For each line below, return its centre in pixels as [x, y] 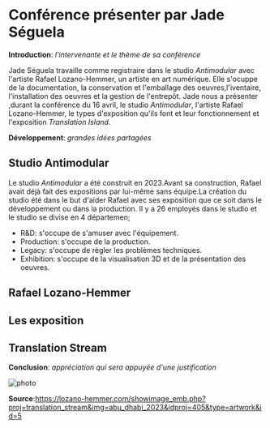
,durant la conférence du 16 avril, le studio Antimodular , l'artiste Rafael [126, 105]
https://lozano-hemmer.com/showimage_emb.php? [121, 399]
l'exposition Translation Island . [60, 122]
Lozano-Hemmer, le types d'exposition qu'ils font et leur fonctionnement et [134, 113]
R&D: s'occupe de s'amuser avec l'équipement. [99, 233]
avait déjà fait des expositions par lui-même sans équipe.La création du [128, 191]
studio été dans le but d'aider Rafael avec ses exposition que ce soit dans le [135, 199]
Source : [22, 399]
